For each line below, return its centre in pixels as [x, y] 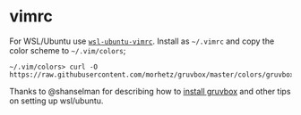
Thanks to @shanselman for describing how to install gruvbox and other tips [150, 91]
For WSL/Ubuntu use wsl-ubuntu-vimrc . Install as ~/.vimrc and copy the [142, 41]
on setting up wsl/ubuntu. [56, 101]
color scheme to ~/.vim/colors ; [68, 50]
